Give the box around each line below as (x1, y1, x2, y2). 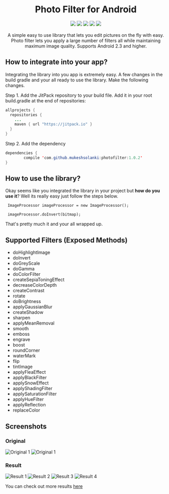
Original (5, 437, 26, 444)
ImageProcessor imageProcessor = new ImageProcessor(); (7, 203, 129, 208)
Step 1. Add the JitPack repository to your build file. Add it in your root (5, 92, 152, 98)
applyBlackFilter (12, 375, 47, 381)
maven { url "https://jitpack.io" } (14, 122, 93, 127)
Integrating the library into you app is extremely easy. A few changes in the (5, 71, 163, 77)
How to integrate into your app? (5, 58, 108, 67)
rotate (12, 293, 26, 299)
